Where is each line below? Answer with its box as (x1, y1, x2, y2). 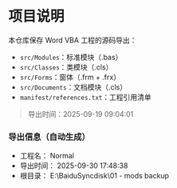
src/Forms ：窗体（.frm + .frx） (19, 72, 121, 82)
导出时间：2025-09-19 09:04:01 (27, 109, 134, 118)
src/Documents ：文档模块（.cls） (19, 82, 128, 92)
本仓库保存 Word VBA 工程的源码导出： (8, 35, 137, 45)
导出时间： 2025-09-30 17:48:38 (19, 161, 128, 170)
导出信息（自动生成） (8, 131, 90, 142)
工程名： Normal (19, 151, 74, 161)
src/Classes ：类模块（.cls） (19, 62, 113, 72)
